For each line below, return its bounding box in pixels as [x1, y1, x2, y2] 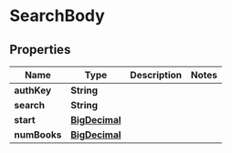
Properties [9, 42, 71, 57]
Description [130, 69, 183, 81]
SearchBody [9, 5, 105, 26]
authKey [14, 84, 52, 97]
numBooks [14, 128, 62, 141]
